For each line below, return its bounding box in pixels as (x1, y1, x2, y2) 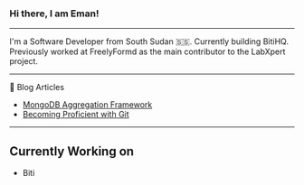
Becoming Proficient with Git (22, 109, 129, 120)
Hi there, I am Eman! (9, 7, 100, 20)
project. (9, 56, 39, 67)
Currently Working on (9, 143, 134, 159)
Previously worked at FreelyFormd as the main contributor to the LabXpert (9, 46, 286, 57)
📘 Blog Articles (9, 82, 65, 93)
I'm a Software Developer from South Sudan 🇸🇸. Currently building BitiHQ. (9, 36, 290, 47)
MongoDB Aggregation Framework (22, 99, 153, 110)
